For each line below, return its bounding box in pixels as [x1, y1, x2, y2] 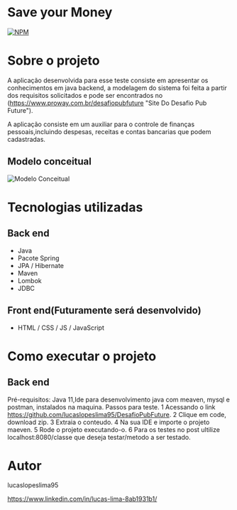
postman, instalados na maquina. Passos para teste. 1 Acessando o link [7, 402, 216, 411]
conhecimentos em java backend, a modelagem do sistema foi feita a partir [7, 83, 227, 92]
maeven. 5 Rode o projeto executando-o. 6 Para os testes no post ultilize [7, 425, 220, 433]
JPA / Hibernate [17, 261, 65, 270]
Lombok [17, 276, 43, 284]
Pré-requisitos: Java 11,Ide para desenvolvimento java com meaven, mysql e [7, 395, 231, 404]
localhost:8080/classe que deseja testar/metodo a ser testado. [7, 433, 192, 441]
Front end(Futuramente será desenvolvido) [7, 304, 202, 316]
